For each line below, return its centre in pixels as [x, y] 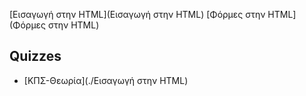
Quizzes [35, 56]
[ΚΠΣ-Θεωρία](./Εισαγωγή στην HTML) [106, 80]
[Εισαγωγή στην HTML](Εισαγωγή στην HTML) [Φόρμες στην [137, 14]
